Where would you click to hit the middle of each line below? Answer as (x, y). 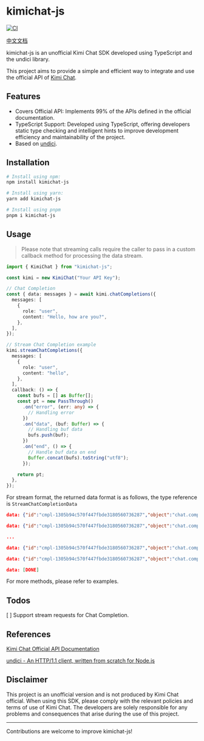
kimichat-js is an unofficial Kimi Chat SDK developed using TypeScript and (99, 52)
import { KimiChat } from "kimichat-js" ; (59, 267)
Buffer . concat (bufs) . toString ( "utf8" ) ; (79, 458)
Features (23, 96)
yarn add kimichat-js (34, 199)
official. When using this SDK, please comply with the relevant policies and (100, 701)
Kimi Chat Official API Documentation (53, 649)
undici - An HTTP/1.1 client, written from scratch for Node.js (80, 660)
